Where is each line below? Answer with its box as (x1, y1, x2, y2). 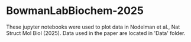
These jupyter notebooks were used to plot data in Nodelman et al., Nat (6, 23, 180, 30)
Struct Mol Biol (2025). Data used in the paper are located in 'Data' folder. (6, 29, 186, 36)
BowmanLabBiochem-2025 (6, 4, 144, 17)
